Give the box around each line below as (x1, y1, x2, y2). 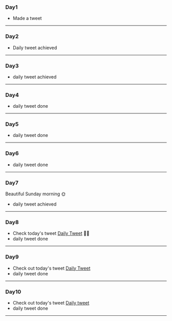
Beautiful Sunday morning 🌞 (5, 191, 66, 197)
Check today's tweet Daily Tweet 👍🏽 (12, 230, 90, 236)
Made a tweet (12, 15, 42, 22)
